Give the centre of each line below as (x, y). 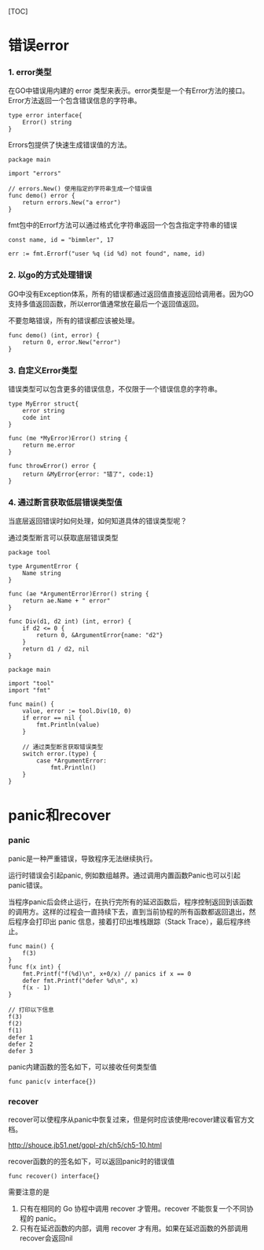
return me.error (49, 445)
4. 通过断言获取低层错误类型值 (66, 502)
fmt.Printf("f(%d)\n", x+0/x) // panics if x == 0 (107, 974)
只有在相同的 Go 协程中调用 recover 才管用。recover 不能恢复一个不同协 (136, 1209)
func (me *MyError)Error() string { (68, 439)
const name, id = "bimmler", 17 (61, 240)
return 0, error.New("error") (72, 342)
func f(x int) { (35, 967)
